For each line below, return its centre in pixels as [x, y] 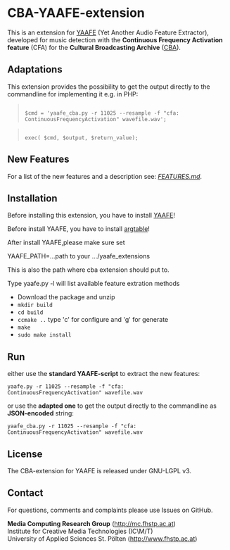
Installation [32, 198]
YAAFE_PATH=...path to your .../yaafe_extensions [78, 256]
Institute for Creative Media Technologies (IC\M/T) [80, 531]
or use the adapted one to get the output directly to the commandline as [112, 406]
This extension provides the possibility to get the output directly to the [109, 87]
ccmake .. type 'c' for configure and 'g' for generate [93, 320]
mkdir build [35, 305]
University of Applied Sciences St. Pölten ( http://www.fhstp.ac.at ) [102, 538]
